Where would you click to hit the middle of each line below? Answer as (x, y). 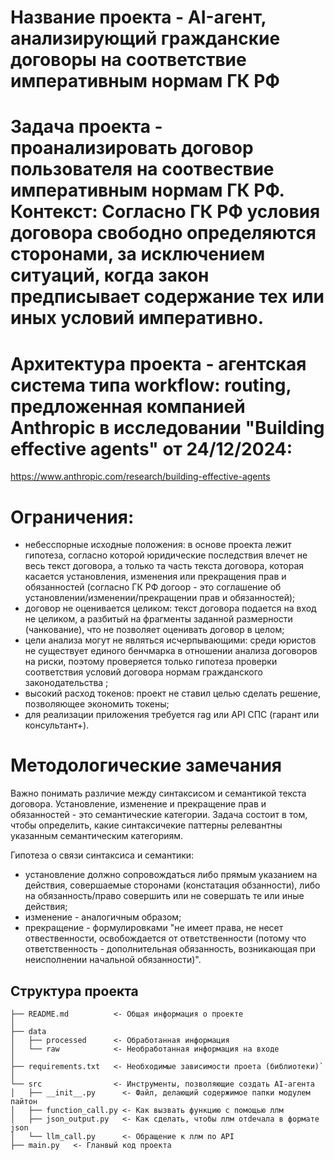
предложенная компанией (128, 406)
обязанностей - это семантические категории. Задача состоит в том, (159, 815)
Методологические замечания (146, 765)
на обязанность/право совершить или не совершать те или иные (164, 896)
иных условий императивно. (137, 318)
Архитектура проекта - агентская (158, 363)
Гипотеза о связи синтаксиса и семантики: (102, 855)
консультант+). (57, 725)
